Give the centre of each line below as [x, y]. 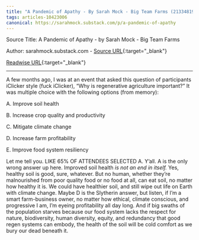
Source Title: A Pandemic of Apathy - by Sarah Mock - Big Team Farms [93, 40]
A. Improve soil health [33, 104]
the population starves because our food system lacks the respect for [91, 212]
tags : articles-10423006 [37, 17]
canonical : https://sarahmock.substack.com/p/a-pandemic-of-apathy [91, 23]
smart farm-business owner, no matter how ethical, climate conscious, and [97, 199]
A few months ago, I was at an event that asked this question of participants [99, 80]
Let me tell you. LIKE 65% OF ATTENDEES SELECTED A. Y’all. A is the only [97, 162]
